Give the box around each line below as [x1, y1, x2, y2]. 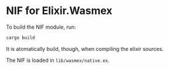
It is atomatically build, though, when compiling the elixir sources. [6, 45, 164, 52]
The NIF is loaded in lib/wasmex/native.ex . [6, 57, 110, 64]
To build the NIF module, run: [6, 23, 76, 30]
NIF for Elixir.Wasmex [6, 4, 113, 18]
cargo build [6, 34, 35, 40]
